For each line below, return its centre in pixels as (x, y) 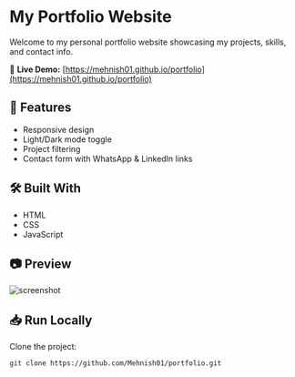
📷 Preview (41, 264)
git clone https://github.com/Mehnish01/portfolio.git (116, 363)
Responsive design (58, 129)
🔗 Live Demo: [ (38, 69)
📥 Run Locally (51, 320)
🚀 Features (41, 108)
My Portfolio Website (91, 17)
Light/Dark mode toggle (67, 139)
